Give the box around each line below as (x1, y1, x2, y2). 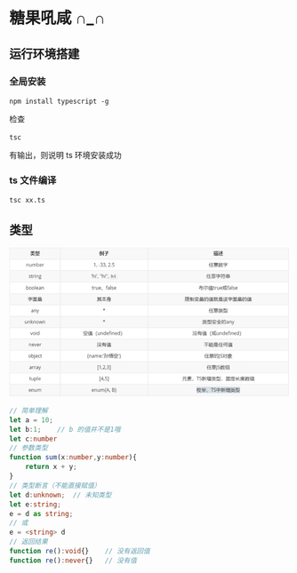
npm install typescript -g (9, 97, 109, 106)
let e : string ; (9, 499, 62, 509)
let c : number (9, 434, 58, 443)
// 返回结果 (9, 537, 49, 546)
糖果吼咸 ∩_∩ (9, 8, 106, 28)
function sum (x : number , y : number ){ (9, 453, 138, 462)
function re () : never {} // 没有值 (9, 556, 138, 565)
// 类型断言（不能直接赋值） (9, 481, 101, 489)
